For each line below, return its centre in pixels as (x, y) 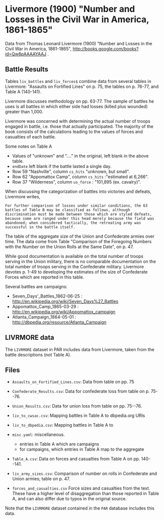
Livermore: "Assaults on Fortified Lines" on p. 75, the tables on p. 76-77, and (82, 86)
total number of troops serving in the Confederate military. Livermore (75, 267)
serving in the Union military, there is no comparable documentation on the (81, 261)
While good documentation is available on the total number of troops (74, 256)
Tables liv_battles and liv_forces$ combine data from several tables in (78, 81)
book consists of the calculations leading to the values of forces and (74, 132)
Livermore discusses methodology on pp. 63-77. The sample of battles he (80, 101)
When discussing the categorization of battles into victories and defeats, (78, 191)
